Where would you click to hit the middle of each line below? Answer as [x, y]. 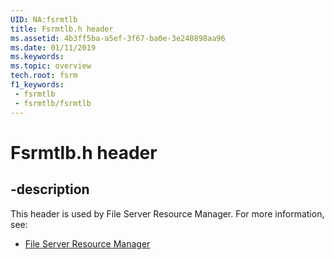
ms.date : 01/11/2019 [53, 47]
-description [50, 189]
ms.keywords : [37, 57]
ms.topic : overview [51, 66]
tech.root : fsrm [44, 76]
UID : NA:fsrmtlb [44, 19]
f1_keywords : [37, 85]
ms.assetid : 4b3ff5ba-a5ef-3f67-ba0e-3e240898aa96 [118, 38]
